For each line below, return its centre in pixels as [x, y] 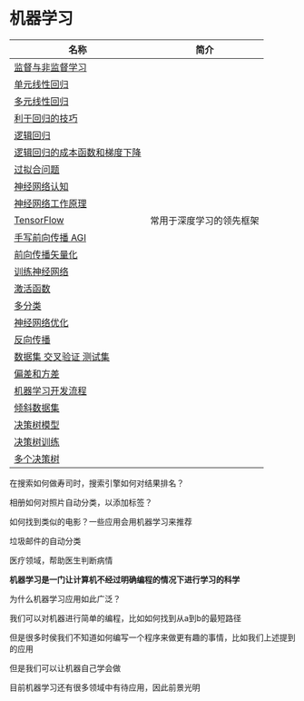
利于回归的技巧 [46, 118]
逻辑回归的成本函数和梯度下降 [78, 153]
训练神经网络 [42, 272]
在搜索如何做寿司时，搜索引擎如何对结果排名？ [97, 483]
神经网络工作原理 [51, 203]
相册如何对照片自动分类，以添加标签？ [81, 502]
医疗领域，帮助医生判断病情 [61, 560]
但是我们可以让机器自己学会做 [65, 667]
